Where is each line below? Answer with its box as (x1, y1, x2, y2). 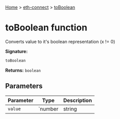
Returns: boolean (5, 67, 41, 73)
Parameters (5, 82, 43, 90)
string (63, 105, 77, 112)
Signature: (5, 48, 28, 54)
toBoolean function (5, 22, 87, 33)
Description (63, 97, 92, 104)
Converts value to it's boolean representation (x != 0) (5, 38, 115, 44)
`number (38, 105, 59, 112)
